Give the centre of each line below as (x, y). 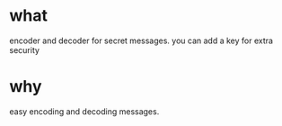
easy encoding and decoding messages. (84, 111)
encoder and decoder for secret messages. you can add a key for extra (141, 40)
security (25, 49)
